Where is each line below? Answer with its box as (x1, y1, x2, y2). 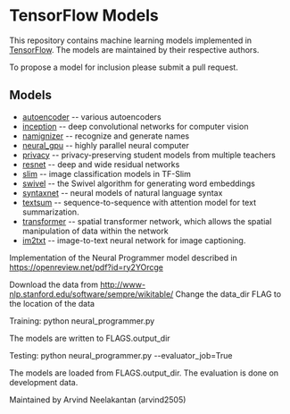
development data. (9, 376, 79, 387)
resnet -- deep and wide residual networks (21, 158, 180, 170)
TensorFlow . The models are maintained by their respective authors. (9, 44, 260, 55)
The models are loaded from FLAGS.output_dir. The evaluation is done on (9, 368, 279, 378)
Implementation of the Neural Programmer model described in (9, 252, 238, 263)
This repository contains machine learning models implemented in (9, 35, 253, 46)
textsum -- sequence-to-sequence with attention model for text (21, 197, 257, 207)
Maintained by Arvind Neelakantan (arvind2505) (9, 394, 186, 405)
